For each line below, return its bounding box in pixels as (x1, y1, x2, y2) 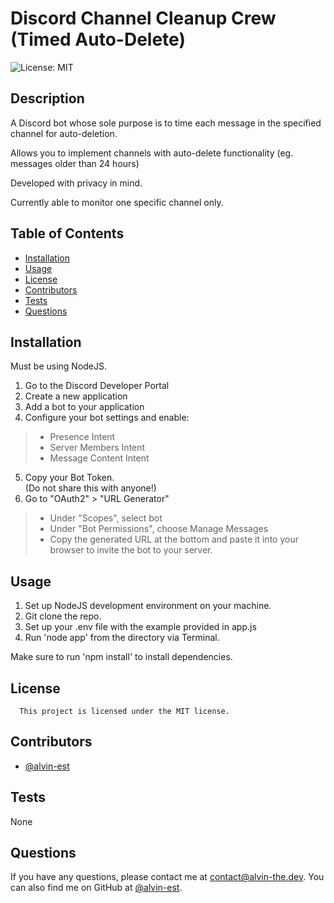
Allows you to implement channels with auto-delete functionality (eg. (10, 147, 294, 159)
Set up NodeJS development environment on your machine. (24, 600, 272, 612)
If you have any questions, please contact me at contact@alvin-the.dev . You (10, 871, 325, 883)
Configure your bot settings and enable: (24, 412, 190, 424)
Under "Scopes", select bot (49, 512, 163, 524)
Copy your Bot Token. (24, 472, 115, 484)
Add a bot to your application (24, 401, 145, 413)
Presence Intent (49, 431, 116, 443)
